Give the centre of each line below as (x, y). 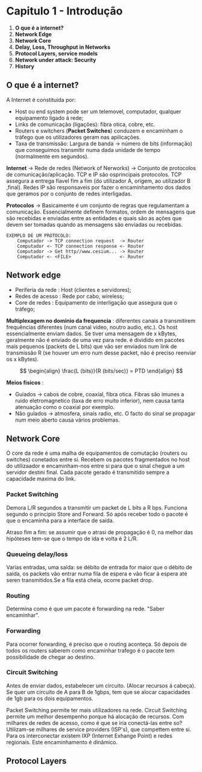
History (24, 66)
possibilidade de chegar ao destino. (51, 657)
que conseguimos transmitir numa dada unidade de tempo (88, 150)
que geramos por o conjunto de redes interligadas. (69, 194)
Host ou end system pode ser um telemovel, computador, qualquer (98, 111)
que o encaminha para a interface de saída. (60, 520)
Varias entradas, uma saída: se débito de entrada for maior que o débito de (99, 567)
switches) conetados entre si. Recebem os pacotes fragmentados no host (98, 460)
